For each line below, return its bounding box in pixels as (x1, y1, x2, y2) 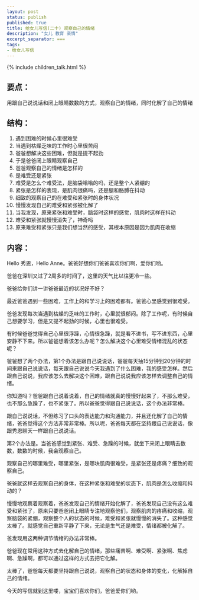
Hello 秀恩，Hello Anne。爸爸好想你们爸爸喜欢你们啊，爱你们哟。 (6, 260, 167, 267)
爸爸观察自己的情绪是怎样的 (15, 164, 83, 172)
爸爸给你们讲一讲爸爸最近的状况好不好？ (6, 285, 105, 292)
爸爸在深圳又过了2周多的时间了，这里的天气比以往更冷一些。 (6, 272, 155, 279)
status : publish (6, 14, 47, 20)
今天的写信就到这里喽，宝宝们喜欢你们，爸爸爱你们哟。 (6, 588, 141, 595)
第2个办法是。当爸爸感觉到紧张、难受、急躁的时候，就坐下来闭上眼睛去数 (6, 440, 186, 447)
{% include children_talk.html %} (6, 63, 86, 71)
